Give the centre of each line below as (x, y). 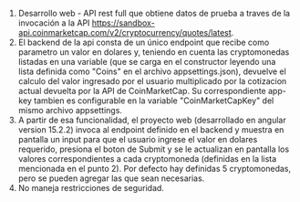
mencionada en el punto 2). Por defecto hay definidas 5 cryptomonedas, (155, 169)
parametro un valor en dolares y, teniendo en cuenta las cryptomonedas (154, 52)
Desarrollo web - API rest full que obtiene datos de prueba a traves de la (154, 13)
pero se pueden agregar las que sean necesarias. (111, 178)
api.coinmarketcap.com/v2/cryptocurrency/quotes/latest (125, 32)
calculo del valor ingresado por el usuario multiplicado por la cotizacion (152, 81)
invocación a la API (54, 23)
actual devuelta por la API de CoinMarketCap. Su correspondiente (142, 91)
